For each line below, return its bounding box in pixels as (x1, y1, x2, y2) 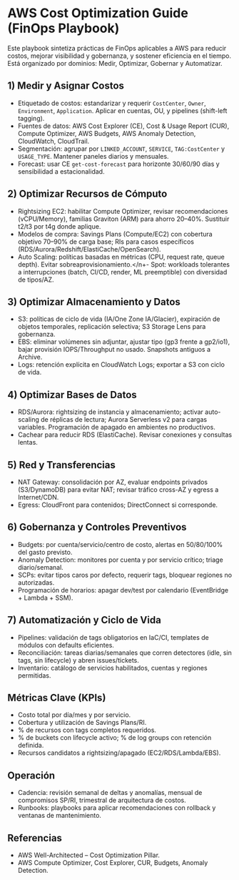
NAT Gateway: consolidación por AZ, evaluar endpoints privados (17, 478, 208, 486)
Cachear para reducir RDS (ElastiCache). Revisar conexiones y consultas (17, 430, 233, 439)
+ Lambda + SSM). (17, 593, 73, 602)
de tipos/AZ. (17, 275, 54, 284)
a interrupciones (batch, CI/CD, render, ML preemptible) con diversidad (17, 267, 228, 276)
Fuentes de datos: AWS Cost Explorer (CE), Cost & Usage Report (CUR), (17, 122, 230, 130)
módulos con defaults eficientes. (17, 641, 114, 649)
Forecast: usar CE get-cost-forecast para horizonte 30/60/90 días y (17, 159, 220, 168)
